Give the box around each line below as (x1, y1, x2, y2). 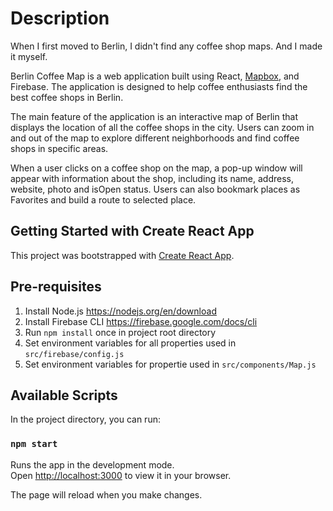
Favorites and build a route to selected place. (10, 193, 197, 206)
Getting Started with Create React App (10, 223, 255, 240)
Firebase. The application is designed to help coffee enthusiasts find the (10, 80, 308, 92)
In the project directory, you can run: (10, 413, 161, 426)
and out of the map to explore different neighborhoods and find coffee (10, 132, 300, 144)
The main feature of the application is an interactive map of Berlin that (10, 110, 298, 122)
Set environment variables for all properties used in (24, 337, 237, 349)
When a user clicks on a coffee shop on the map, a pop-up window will (10, 162, 303, 174)
